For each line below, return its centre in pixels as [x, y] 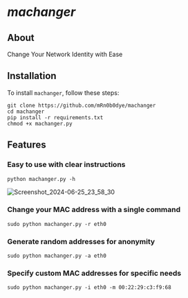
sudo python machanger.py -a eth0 [57, 256]
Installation [32, 76]
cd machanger [26, 112]
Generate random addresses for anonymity [81, 241]
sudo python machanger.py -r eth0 [57, 224]
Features [27, 145]
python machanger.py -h [41, 179]
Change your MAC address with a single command [94, 210]
